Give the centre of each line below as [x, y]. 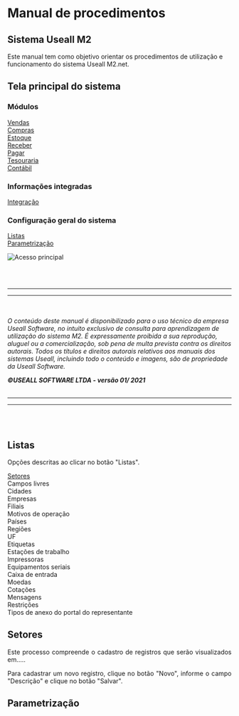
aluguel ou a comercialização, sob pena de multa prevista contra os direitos [119, 344]
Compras [21, 130]
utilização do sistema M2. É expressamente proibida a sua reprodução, [113, 336]
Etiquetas [21, 544]
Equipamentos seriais [39, 567]
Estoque [20, 138]
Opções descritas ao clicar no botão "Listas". [74, 462]
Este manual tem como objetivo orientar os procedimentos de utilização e [115, 56]
